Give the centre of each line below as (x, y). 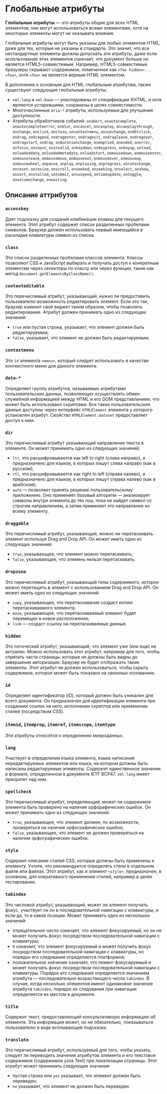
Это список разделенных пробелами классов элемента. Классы (74, 257)
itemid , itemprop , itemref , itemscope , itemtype (60, 724)
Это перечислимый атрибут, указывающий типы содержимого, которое (82, 582)
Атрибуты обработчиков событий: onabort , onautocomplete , (75, 121)
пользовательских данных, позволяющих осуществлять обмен (73, 394)
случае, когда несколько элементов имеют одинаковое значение (83, 983)
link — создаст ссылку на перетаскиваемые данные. (70, 623)
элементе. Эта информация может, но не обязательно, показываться (79, 1022)
